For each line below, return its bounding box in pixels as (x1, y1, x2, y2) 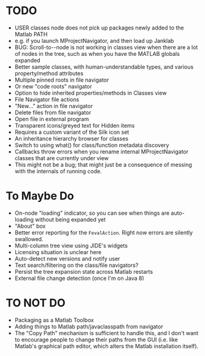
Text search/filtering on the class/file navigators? (14, 261, 139, 269)
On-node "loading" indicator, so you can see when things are (14, 209, 170, 217)
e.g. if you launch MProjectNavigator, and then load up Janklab (14, 37, 174, 44)
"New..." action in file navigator (14, 102, 93, 109)
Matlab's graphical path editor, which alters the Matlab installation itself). (14, 342, 199, 350)
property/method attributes (14, 69, 83, 77)
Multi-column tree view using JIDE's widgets (14, 242, 128, 249)
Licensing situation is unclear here (14, 248, 102, 255)
